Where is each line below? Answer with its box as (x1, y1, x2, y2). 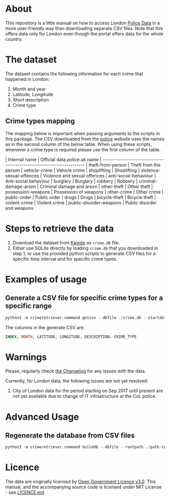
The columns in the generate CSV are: (5, 324, 85, 330)
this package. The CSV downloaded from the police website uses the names (5, 136, 165, 142)
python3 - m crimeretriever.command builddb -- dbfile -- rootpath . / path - (5, 445, 162, 450)
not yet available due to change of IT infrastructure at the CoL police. (12, 393, 157, 399)
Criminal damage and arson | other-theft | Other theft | (39, 183, 153, 190)
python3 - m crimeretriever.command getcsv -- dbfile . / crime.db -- (5, 315, 148, 320)
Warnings (5, 351, 47, 363)
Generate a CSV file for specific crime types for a (5, 294, 163, 302)
